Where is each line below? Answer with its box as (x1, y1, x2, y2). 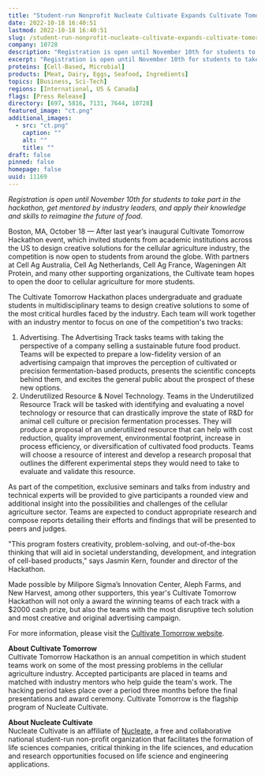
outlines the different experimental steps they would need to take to (19, 458, 240, 468)
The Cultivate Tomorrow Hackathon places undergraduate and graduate (8, 292, 243, 301)
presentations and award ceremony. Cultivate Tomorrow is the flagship (8, 693, 239, 703)
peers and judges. (8, 524, 67, 533)
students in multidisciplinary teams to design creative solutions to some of (8, 301, 250, 310)
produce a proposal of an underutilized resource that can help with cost (19, 424, 253, 434)
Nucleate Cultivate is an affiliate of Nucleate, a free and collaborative (8, 726, 232, 735)
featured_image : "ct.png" (8, 107, 93, 115)
